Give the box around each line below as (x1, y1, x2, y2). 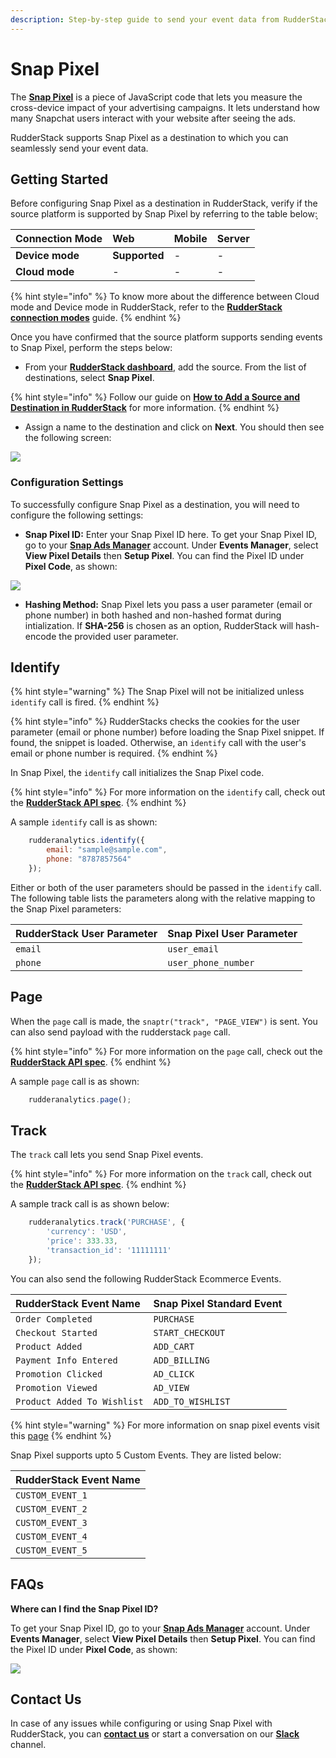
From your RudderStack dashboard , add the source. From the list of (24, 361, 307, 373)
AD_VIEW (153, 1382, 190, 1393)
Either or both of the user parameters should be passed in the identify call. (10, 881, 322, 893)
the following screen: (24, 432, 112, 444)
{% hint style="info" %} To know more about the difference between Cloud (10, 291, 320, 303)
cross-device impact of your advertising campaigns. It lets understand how (10, 101, 320, 113)
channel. (10, 1739, 47, 1751)
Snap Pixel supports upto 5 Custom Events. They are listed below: (10, 1449, 282, 1461)
